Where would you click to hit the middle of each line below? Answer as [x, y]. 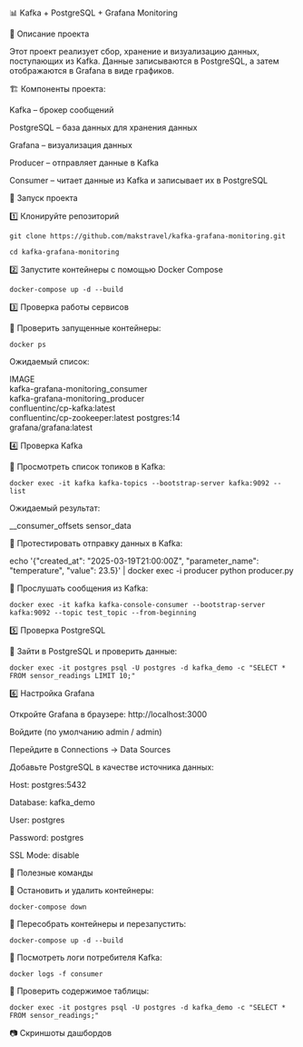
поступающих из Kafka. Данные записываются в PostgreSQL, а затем [144, 61]
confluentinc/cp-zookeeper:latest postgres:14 [95, 418]
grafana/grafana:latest [51, 427]
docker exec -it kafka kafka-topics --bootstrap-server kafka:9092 [140, 484]
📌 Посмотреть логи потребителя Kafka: [86, 957]
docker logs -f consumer [56, 974]
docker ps [28, 344]
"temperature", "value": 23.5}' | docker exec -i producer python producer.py [151, 570]
